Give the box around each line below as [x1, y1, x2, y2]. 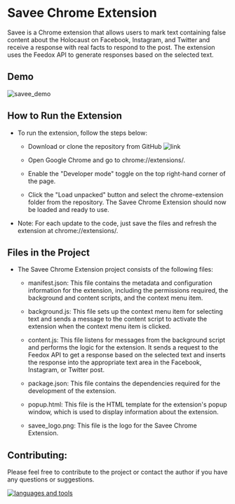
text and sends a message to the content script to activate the [27, 314, 208, 324]
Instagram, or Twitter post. [27, 366, 105, 374]
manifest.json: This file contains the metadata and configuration [27, 279, 213, 287]
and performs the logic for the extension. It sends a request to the [27, 343, 219, 352]
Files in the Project [7, 246, 90, 258]
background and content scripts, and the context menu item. [27, 293, 203, 303]
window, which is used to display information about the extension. [27, 408, 219, 416]
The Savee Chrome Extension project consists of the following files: [17, 265, 214, 274]
